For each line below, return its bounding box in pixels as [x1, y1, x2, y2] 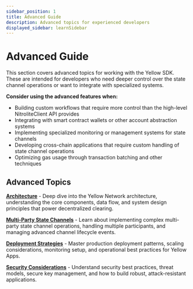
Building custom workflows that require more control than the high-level [14, 105, 188, 112]
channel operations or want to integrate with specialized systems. [6, 82, 164, 89]
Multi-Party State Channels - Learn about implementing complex [6, 217, 164, 223]
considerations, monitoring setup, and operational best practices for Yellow [6, 246, 187, 253]
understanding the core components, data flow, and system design [6, 199, 167, 206]
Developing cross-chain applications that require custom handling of [14, 141, 180, 149]
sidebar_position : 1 [6, 8, 57, 15]
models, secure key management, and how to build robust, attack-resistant [6, 270, 187, 277]
